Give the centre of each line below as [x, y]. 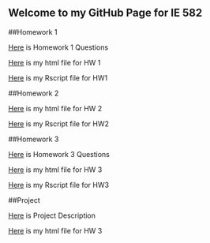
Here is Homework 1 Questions [58, 47]
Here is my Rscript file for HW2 [58, 123]
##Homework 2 [34, 93]
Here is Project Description [52, 215]
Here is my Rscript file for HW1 [58, 77]
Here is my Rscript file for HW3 [58, 185]
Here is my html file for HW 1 [54, 62]
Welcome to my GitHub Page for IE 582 [105, 13]
